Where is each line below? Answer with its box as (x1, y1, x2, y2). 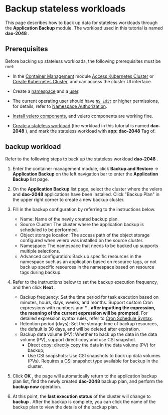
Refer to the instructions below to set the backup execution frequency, (12, 279, 158, 285)
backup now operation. (12, 383, 61, 389)
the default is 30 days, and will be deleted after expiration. (20, 326, 140, 332)
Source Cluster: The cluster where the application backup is (20, 221, 144, 227)
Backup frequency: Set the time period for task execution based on (20, 294, 159, 300)
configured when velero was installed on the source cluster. (20, 237, 144, 243)
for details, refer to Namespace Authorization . (12, 103, 107, 109)
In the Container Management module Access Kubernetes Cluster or (12, 73, 154, 79)
